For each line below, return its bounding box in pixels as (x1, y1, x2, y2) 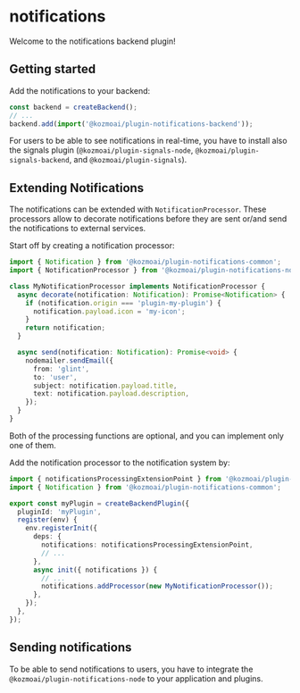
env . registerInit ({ (25, 524, 98, 533)
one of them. (9, 439, 56, 450)
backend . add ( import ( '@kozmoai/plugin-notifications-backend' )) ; (9, 119, 254, 129)
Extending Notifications (9, 180, 145, 196)
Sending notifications (9, 640, 132, 655)
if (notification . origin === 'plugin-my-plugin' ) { (25, 298, 221, 307)
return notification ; (25, 323, 105, 332)
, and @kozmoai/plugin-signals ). (69, 154, 187, 165)
